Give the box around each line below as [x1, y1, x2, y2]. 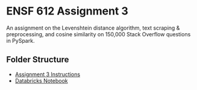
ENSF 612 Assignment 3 [6, 4, 128, 18]
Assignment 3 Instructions [14, 71, 80, 78]
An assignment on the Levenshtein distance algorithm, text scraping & [6, 24, 180, 31]
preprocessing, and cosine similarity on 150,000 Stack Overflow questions [6, 30, 191, 37]
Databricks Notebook [14, 77, 68, 84]
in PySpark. [6, 37, 35, 44]
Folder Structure [6, 54, 69, 65]
